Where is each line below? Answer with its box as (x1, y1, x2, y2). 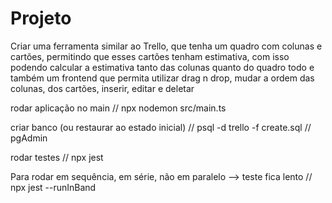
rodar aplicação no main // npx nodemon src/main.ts (10, 102, 227, 114)
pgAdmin (10, 132, 48, 144)
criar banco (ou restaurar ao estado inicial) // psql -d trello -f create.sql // (10, 121, 312, 133)
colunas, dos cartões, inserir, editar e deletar (10, 82, 195, 94)
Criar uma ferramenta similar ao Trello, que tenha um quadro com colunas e (10, 40, 323, 52)
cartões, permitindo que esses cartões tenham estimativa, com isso (10, 50, 290, 62)
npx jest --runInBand (10, 181, 97, 193)
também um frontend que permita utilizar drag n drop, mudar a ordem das (10, 72, 315, 84)
